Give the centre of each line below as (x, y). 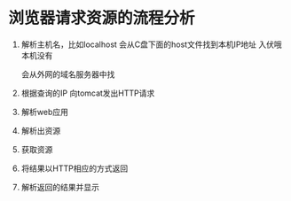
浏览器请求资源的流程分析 (102, 18)
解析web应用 (44, 112)
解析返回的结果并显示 (60, 187)
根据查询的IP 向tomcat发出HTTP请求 (88, 93)
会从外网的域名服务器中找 (68, 74)
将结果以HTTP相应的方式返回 (75, 168)
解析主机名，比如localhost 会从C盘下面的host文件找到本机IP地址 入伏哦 (152, 44)
